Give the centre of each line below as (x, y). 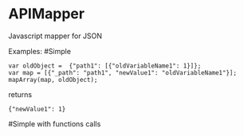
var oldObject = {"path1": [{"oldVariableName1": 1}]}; (105, 66)
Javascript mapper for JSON (55, 36)
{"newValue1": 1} (37, 109)
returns (20, 94)
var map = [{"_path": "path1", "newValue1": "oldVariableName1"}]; (123, 72)
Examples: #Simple (40, 51)
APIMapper (47, 14)
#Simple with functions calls (55, 123)
